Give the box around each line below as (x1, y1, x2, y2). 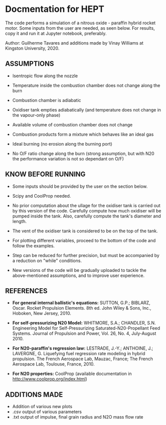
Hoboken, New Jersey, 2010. (12, 311, 71, 317)
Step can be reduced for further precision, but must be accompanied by (12, 252, 160, 258)
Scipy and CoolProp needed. (12, 193, 71, 199)
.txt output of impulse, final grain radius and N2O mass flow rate (12, 414, 144, 420)
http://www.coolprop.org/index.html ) (12, 376, 88, 382)
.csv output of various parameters (12, 409, 82, 415)
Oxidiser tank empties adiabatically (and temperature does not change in (12, 106, 161, 112)
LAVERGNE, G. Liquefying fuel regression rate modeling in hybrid (12, 351, 145, 357)
